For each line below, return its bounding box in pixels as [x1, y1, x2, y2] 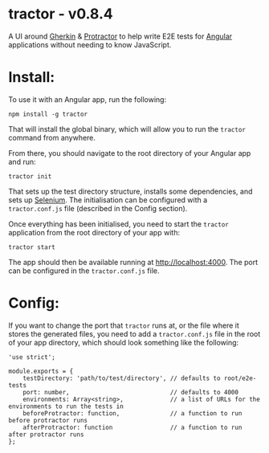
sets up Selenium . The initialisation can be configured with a [8, 194, 208, 205]
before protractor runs [8, 416, 88, 424]
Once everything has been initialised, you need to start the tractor [8, 218, 229, 229]
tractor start [8, 243, 56, 251]
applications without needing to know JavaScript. [8, 39, 172, 49]
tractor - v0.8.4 [8, 5, 114, 23]
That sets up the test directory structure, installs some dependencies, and [8, 186, 253, 196]
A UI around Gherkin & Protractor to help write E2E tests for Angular [8, 31, 233, 41]
